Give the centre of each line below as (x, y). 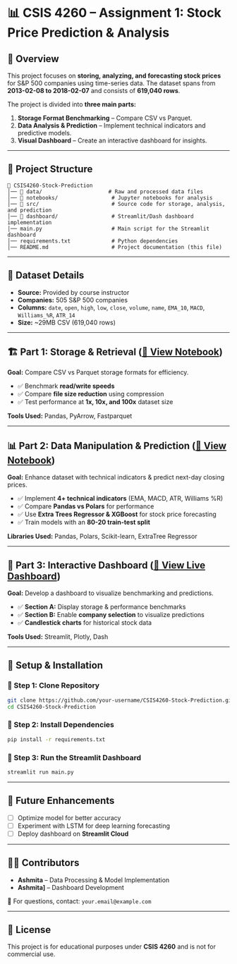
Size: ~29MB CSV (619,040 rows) (67, 322)
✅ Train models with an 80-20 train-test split (84, 523)
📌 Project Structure (50, 169)
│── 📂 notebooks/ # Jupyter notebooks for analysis (110, 197)
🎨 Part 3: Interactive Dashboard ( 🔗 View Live (107, 565)
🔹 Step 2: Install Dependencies (61, 725)
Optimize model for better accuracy (69, 817)
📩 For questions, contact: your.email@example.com (79, 901)
